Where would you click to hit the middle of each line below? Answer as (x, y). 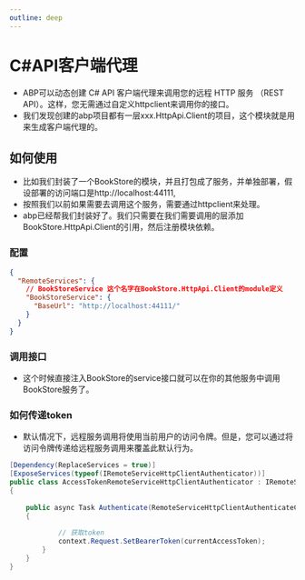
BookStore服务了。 (58, 389)
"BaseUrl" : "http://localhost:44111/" (107, 306)
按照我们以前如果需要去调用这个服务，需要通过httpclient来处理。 (143, 205)
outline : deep (36, 18)
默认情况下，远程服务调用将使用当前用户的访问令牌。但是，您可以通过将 (157, 436)
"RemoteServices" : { (56, 281)
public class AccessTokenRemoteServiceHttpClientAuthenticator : (135, 483)
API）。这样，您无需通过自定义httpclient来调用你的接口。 (128, 104)
